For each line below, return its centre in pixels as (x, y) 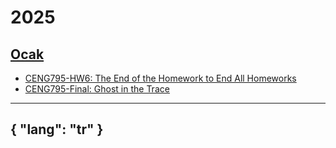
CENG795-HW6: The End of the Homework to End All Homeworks (160, 78)
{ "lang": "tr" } (57, 129)
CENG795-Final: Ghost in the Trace (97, 89)
